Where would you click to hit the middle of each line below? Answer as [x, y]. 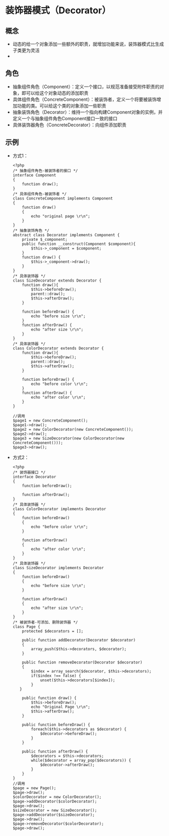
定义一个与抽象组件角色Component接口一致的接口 [65, 118]
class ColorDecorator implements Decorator [59, 509]
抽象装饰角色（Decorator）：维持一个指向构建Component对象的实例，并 [88, 112]
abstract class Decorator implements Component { [66, 235]
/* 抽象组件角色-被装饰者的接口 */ [45, 171]
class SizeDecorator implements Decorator [58, 568]
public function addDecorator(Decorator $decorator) [79, 640]
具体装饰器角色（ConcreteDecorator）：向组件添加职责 [70, 125]
